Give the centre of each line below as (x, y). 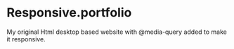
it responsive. (26, 39)
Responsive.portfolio (69, 13)
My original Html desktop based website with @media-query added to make (117, 32)
